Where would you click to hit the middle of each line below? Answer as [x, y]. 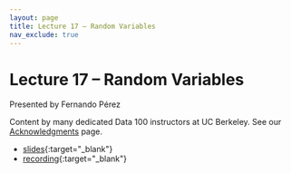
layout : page [34, 18]
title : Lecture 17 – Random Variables [82, 26]
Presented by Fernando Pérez [65, 104]
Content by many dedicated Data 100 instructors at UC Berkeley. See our [145, 122]
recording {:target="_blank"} [75, 159]
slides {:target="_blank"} [68, 149]
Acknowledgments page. [56, 131]
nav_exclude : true [44, 34]
